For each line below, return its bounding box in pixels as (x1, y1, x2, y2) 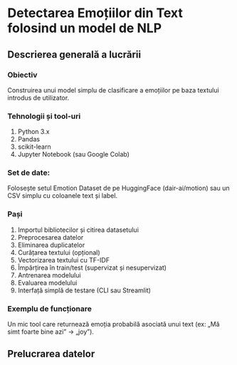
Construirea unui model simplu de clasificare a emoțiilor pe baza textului (7, 85, 219, 94)
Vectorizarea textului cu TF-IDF (17, 255, 110, 264)
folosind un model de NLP (7, 20, 162, 36)
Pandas (17, 135, 41, 144)
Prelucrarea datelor (7, 348, 95, 360)
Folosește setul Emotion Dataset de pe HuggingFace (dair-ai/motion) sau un (7, 184, 230, 193)
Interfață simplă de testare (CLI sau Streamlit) (17, 286, 152, 295)
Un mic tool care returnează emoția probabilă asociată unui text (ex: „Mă (7, 320, 220, 329)
